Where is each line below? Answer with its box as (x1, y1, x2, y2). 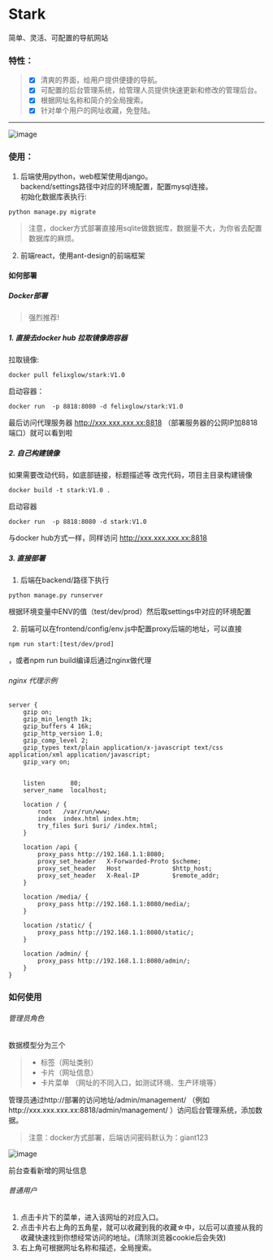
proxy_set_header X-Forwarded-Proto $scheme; (37, 858, 201, 866)
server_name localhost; (23, 786, 107, 795)
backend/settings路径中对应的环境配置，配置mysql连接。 (19, 181, 213, 191)
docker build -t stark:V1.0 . (8, 487, 111, 495)
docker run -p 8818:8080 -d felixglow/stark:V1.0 (8, 403, 184, 411)
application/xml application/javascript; (8, 751, 151, 760)
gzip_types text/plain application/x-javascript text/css (23, 744, 223, 752)
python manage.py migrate (8, 208, 96, 216)
